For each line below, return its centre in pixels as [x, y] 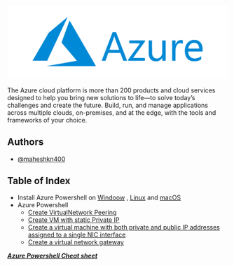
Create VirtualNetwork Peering [72, 213]
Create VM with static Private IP [74, 220]
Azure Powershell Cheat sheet [53, 256]
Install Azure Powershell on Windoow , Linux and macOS [99, 197]
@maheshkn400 [41, 159]
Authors [26, 142]
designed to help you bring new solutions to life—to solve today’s [101, 97]
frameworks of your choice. [47, 120]
